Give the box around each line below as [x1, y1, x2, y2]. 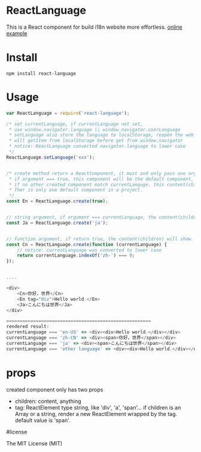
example [6, 29, 28, 37]
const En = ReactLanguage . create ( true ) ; [6, 198, 109, 204]
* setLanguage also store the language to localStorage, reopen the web [8, 132, 194, 138]
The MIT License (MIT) [6, 439, 63, 447]
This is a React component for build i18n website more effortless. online [6, 23, 182, 31]
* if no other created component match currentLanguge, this [8, 181, 165, 187]
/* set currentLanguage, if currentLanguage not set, [6, 121, 144, 127]
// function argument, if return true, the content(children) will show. [6, 236, 194, 242]
